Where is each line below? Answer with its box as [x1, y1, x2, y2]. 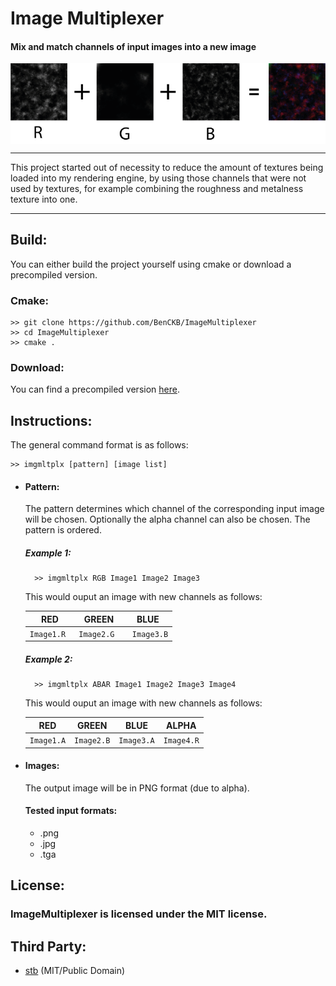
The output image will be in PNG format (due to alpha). [24, 782, 250, 794]
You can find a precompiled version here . [10, 383, 180, 396]
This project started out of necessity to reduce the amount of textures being [10, 161, 324, 173]
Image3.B [131, 629, 169, 639]
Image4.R [163, 736, 200, 746]
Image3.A [118, 736, 155, 746]
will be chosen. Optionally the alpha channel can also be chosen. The [24, 513, 311, 526]
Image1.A [29, 736, 67, 746]
